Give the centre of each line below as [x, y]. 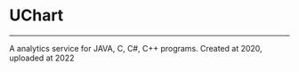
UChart [36, 16]
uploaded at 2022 [42, 58]
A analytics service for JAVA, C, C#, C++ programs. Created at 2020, [136, 48]
